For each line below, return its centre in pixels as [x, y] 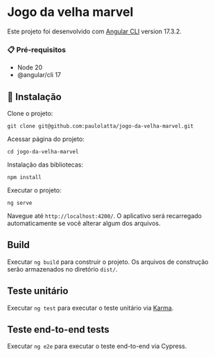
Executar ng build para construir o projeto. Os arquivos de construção [108, 262]
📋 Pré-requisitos [36, 49]
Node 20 [30, 67]
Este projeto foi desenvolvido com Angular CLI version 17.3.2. [94, 31]
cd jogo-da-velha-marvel [43, 152]
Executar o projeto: [34, 190]
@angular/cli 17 [39, 75]
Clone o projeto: [30, 114]
